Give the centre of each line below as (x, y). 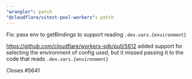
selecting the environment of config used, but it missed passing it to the (95, 52)
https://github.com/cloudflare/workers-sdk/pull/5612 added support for (94, 46)
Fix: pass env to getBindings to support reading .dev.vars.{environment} (97, 34)
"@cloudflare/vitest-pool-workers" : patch (60, 17)
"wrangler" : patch (29, 12)
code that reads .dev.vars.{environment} (58, 59)
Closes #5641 (23, 70)
